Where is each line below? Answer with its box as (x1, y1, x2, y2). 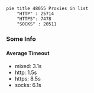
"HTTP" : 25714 (17, 11, 54, 17)
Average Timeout (6, 49, 50, 56)
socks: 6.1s (14, 82, 41, 89)
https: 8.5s (14, 75, 41, 82)
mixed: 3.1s (14, 63, 42, 70)
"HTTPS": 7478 (17, 16, 51, 22)
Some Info (6, 34, 37, 43)
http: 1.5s (14, 69, 37, 76)
